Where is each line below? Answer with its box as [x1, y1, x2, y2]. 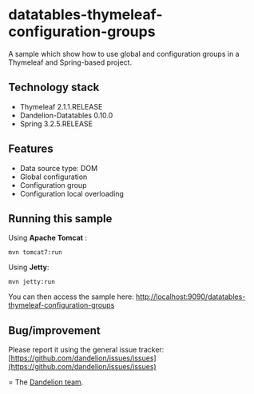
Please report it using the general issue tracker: [8, 345, 165, 355]
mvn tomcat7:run [8, 249, 62, 257]
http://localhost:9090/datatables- [135, 292, 246, 301]
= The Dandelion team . [8, 377, 84, 387]
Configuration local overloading [19, 189, 124, 198]
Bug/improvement [8, 324, 101, 337]
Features [8, 142, 54, 156]
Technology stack [8, 81, 100, 94]
